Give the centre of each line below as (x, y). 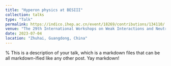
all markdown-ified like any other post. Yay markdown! (62, 58)
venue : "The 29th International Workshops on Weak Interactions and (79, 29)
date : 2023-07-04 (24, 34)
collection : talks (25, 15)
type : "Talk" (19, 19)
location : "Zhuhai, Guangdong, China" (46, 39)
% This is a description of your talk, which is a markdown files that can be (83, 53)
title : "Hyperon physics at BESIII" (44, 10)
